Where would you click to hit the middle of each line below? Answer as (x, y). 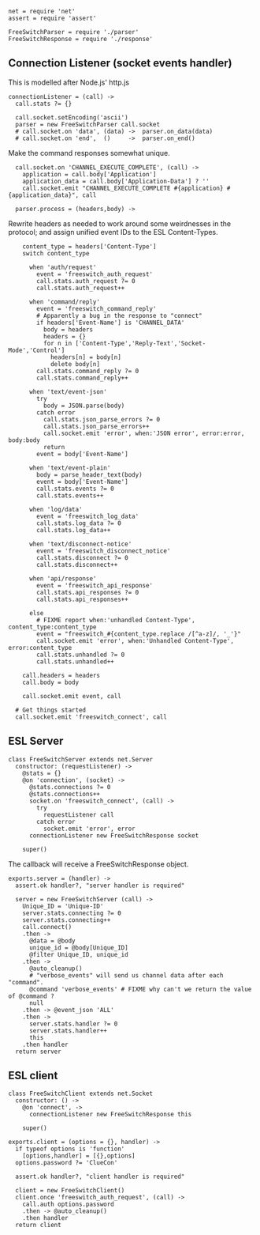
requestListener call (78, 814)
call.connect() (47, 927)
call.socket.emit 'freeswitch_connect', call (91, 717)
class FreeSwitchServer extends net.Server (81, 759)
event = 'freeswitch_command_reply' (97, 308)
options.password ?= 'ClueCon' (67, 1163)
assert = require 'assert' (52, 18)
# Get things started (51, 710)
